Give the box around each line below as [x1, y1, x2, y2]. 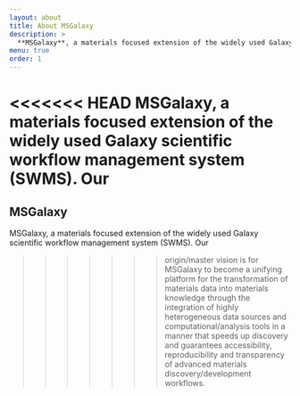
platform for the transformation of [164, 274, 288, 284]
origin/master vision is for [164, 255, 259, 265]
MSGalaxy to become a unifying [164, 264, 283, 275]
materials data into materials [164, 283, 270, 293]
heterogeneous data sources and [164, 311, 287, 322]
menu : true [9, 46, 50, 55]
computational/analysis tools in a [164, 321, 286, 331]
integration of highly [164, 302, 239, 312]
